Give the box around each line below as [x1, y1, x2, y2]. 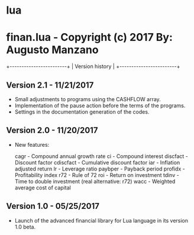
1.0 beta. [14, 223, 36, 230]
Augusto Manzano [6, 43, 99, 57]
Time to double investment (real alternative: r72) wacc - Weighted [14, 178, 176, 185]
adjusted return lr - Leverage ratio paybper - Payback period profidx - [14, 165, 185, 172]
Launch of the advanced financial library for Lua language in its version [14, 217, 188, 224]
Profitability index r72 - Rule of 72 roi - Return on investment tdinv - [14, 171, 179, 178]
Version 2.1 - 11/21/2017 [6, 80, 94, 90]
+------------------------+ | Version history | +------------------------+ [6, 63, 180, 70]
